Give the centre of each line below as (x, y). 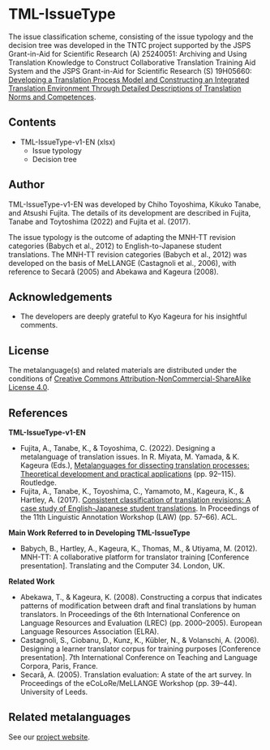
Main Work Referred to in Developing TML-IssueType (99, 533)
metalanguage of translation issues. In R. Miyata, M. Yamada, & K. (130, 456)
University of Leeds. (54, 692)
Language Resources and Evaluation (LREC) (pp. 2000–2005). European (141, 623)
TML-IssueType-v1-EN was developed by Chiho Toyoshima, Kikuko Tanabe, (135, 204)
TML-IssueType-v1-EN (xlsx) (68, 142)
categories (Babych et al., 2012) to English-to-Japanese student (115, 246)
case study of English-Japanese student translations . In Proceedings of (139, 508)
